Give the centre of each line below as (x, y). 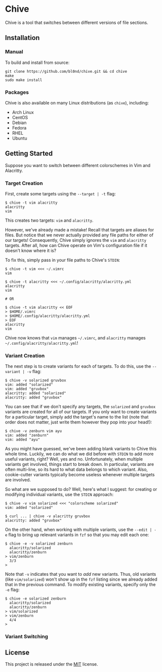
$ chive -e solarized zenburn (36, 599)
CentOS (20, 117)
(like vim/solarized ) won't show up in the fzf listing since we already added (81, 579)
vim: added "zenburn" (27, 436)
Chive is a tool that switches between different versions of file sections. (77, 22)
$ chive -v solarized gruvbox (36, 380)
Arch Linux (23, 112)
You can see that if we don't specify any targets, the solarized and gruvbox (80, 407)
